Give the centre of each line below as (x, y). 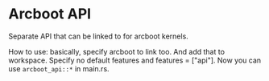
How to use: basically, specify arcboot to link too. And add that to (117, 51)
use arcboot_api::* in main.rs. (59, 68)
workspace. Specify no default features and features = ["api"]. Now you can (135, 60)
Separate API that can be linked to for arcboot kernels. (99, 36)
